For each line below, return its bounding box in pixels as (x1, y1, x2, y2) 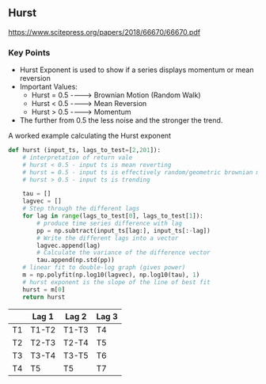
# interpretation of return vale (22, 154, 133, 162)
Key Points (8, 47, 51, 58)
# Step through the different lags (22, 205, 140, 213)
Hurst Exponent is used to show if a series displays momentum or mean (19, 65, 254, 74)
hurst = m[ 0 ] (22, 285, 66, 294)
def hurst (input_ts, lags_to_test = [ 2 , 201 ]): (8, 146, 161, 154)
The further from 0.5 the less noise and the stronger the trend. (19, 116, 223, 125)
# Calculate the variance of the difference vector (36, 249, 211, 257)
